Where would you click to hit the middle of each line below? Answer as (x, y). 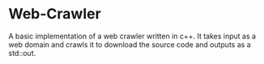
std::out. (22, 53)
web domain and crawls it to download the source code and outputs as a (130, 44)
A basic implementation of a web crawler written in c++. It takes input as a (132, 36)
